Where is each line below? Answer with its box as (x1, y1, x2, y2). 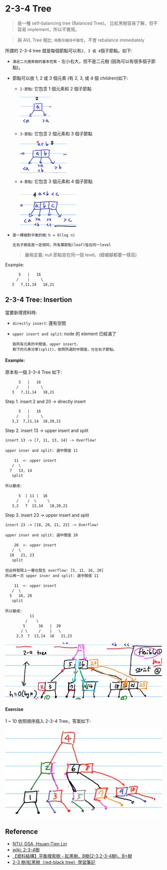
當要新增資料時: (5, 309, 37, 315)
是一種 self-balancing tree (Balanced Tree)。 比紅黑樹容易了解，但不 (17, 20, 158, 26)
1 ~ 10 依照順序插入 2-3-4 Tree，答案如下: (5, 718, 91, 724)
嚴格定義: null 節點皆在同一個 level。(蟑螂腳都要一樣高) (24, 252, 137, 258)
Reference (5, 828, 38, 836)
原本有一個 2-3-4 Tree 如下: (5, 369, 62, 375)
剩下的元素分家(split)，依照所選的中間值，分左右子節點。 (12, 347, 117, 352)
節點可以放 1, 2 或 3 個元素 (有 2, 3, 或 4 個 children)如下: (12, 75, 128, 81)
